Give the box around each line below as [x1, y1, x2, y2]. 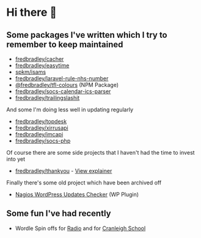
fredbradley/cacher [15, 55, 64, 63]
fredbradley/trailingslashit [15, 94, 80, 101]
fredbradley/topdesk [15, 118, 67, 125]
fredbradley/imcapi [15, 131, 64, 138]
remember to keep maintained [6, 39, 123, 49]
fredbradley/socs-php [15, 137, 71, 144]
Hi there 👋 [6, 5, 57, 19]
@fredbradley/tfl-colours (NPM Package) [15, 82, 119, 88]
